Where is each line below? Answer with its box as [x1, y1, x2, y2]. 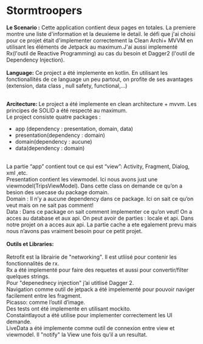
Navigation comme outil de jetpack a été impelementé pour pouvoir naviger [6, 286, 195, 293]
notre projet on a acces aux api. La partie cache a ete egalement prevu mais [6, 220, 197, 228]
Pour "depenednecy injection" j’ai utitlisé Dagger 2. [6, 279, 134, 286]
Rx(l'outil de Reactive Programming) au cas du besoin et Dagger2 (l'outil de [6, 49, 195, 57]
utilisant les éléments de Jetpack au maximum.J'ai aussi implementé [6, 43, 178, 51]
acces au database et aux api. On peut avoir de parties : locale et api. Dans [6, 214, 194, 222]
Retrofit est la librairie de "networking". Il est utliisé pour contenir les [6, 253, 177, 261]
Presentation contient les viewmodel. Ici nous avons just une [6, 175, 158, 183]
